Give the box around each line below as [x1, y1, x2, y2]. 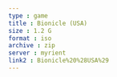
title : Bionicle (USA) [8, 19, 88, 27]
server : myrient [8, 49, 67, 57]
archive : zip [8, 42, 56, 50]
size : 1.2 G [8, 26, 52, 34]
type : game [8, 11, 48, 20]
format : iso [8, 34, 52, 43]
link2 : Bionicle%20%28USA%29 [8, 57, 110, 65]
